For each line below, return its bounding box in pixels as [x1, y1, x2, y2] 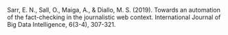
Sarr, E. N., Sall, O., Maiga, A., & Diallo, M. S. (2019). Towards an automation [7, 6, 221, 14]
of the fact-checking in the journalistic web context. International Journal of [7, 13, 221, 21]
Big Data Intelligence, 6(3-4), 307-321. [7, 21, 116, 28]
